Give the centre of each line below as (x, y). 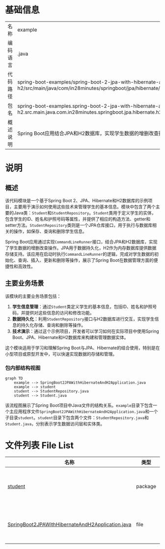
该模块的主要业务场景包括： (33, 296)
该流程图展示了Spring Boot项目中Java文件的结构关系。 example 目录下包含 (79, 405)
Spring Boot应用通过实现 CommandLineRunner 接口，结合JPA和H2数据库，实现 (81, 242)
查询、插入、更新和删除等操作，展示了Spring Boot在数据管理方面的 (86, 260)
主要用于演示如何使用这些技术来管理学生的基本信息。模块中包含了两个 (84, 207)
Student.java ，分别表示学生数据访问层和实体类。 (55, 424)
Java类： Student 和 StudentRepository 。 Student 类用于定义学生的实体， (85, 213)
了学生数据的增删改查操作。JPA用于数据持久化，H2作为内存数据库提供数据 (81, 248)
